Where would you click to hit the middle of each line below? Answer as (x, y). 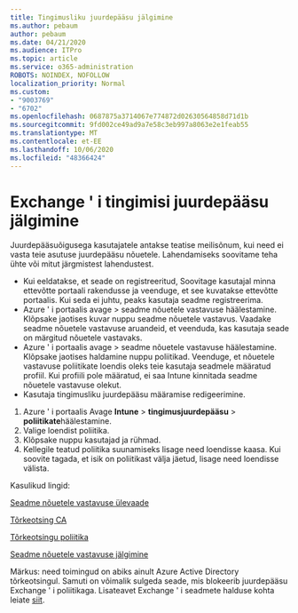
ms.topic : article (44, 59)
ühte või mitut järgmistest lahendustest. (82, 264)
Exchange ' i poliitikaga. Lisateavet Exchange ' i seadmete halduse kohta (142, 591)
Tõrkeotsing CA (39, 520)
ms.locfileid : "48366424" (58, 158)
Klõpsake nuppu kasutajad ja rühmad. (92, 440)
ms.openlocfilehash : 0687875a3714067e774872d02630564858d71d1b (129, 116)
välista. (36, 468)
